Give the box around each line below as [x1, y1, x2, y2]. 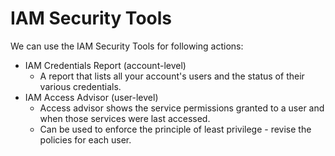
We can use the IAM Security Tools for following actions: [10, 40, 244, 52]
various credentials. [39, 80, 122, 92]
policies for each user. [39, 133, 132, 146]
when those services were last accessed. [39, 112, 211, 124]
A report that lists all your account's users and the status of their [39, 70, 305, 82]
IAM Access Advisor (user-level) [24, 91, 159, 103]
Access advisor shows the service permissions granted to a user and [39, 102, 325, 114]
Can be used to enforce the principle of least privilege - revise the [39, 123, 312, 135]
